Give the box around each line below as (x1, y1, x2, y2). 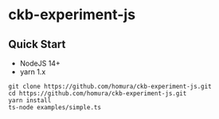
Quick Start (8, 38, 66, 51)
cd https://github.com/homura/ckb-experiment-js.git (8, 89, 187, 97)
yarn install (8, 97, 52, 105)
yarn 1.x (19, 67, 46, 77)
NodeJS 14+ (19, 58, 61, 68)
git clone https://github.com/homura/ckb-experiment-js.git (8, 82, 213, 90)
